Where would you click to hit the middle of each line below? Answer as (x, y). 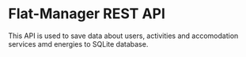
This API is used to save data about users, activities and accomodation (123, 36)
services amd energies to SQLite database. (78, 44)
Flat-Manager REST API (87, 14)
